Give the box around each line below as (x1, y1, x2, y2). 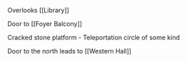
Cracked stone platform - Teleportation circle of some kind (7, 33, 180, 42)
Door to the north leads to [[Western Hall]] (7, 47, 132, 55)
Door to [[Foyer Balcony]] (7, 20, 82, 27)
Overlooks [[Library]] (7, 6, 69, 14)
